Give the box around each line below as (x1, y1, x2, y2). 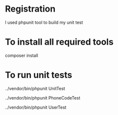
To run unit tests (5, 69, 72, 81)
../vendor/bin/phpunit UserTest (5, 104, 67, 110)
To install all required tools (5, 36, 114, 48)
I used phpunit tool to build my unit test (5, 19, 84, 25)
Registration (5, 3, 56, 15)
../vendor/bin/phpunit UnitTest (5, 85, 66, 91)
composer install (5, 52, 38, 58)
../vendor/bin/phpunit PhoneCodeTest (5, 95, 81, 100)
